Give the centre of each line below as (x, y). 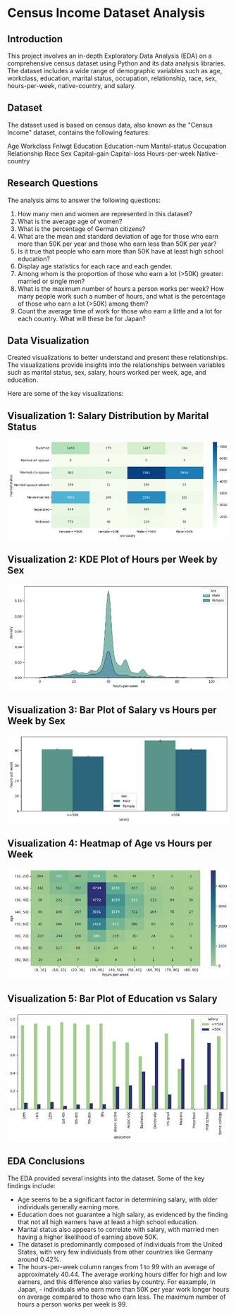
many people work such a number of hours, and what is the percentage (122, 296)
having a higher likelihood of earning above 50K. (88, 1237)
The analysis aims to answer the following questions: (84, 200)
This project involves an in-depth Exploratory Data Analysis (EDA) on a (110, 56)
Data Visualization (48, 341)
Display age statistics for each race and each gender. (95, 266)
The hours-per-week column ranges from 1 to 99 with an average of (116, 1266)
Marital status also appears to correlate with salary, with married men (118, 1229)
